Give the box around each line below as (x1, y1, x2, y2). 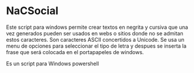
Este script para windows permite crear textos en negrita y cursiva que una (6, 24, 188, 31)
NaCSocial (6, 4, 59, 18)
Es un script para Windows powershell (6, 60, 99, 67)
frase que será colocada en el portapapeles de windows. (6, 48, 144, 55)
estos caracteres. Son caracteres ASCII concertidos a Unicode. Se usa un (6, 36, 185, 43)
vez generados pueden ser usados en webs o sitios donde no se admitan (6, 29, 183, 36)
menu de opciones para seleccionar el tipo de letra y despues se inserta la (6, 42, 187, 49)
